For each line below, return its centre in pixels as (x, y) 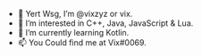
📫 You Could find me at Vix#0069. (82, 43)
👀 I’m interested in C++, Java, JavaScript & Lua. (105, 23)
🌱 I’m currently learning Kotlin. (73, 32)
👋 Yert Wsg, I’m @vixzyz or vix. (75, 14)
